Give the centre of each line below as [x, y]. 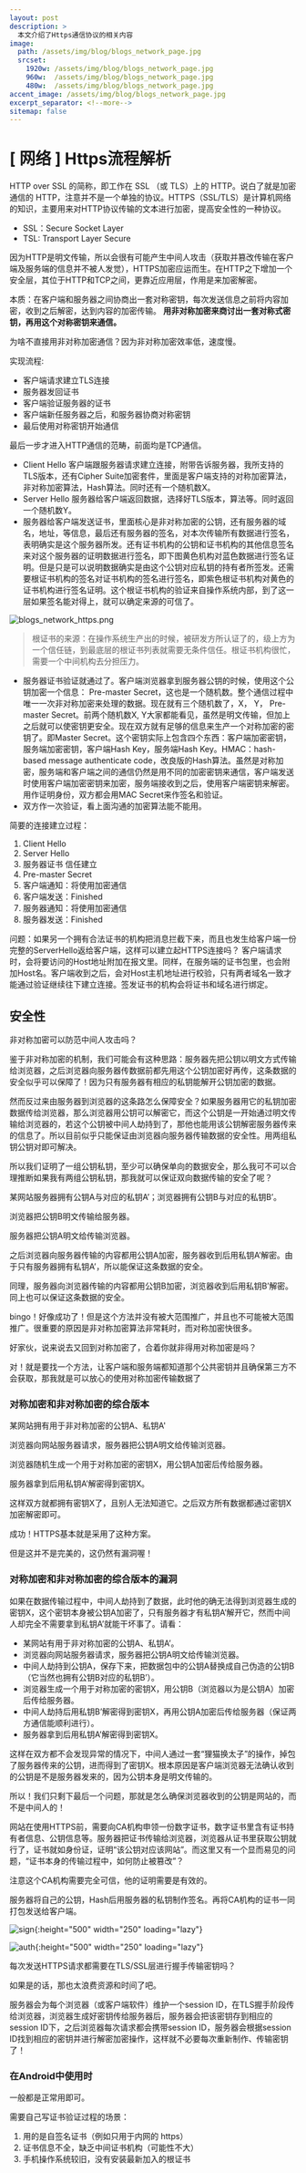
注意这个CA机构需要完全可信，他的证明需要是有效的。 [111, 1880]
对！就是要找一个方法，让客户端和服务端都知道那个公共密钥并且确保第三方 [149, 1367]
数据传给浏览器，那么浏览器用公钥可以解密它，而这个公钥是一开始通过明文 [149, 1112]
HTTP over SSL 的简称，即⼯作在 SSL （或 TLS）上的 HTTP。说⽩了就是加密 [153, 186]
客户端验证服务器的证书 [66, 403]
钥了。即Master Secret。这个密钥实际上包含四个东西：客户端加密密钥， [157, 738]
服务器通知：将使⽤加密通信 [75, 908]
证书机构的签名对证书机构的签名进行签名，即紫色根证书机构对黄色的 [166, 579]
